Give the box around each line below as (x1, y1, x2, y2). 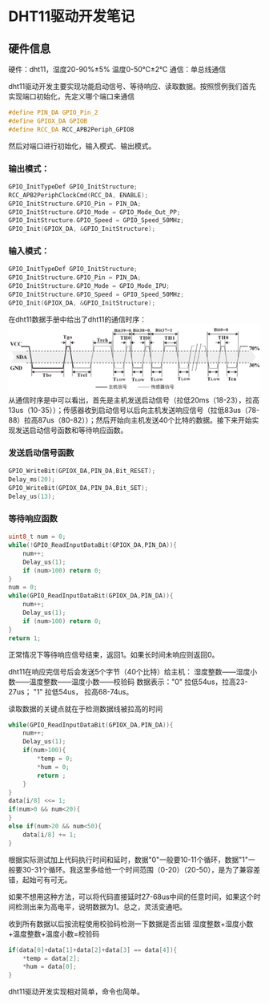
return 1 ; (8, 634, 42, 642)
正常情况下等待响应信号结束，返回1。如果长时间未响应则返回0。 (8, 650, 219, 659)
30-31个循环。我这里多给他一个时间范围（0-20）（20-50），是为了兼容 (22, 864, 254, 874)
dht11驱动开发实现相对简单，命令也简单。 (8, 987, 144, 997)
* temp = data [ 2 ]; (22, 954, 81, 962)
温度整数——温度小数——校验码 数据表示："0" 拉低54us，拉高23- (29, 677, 248, 686)
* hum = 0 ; (37, 763, 70, 771)
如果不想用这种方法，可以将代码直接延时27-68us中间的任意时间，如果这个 (8, 892, 254, 901)
